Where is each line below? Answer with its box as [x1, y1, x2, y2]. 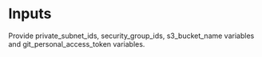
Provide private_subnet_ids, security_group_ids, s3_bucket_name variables [8, 31, 255, 40]
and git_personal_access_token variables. [8, 39, 145, 48]
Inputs [8, 5, 52, 23]
